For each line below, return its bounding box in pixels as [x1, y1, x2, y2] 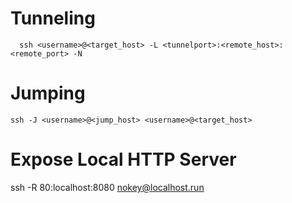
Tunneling [10, 7, 96, 30]
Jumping [10, 82, 86, 105]
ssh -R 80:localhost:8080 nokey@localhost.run [10, 181, 205, 193]
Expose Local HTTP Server [10, 148, 237, 171]
